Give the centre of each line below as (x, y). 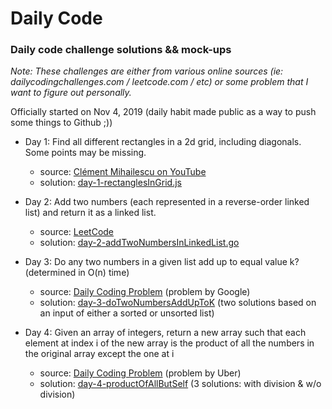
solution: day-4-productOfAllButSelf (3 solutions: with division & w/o (180, 384)
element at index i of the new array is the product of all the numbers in (169, 343)
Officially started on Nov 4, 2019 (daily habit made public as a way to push (163, 112)
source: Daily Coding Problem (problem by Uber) (140, 373)
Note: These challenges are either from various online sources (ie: (147, 71)
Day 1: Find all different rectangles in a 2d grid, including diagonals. (163, 142)
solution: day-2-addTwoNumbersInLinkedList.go (139, 243)
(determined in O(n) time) (77, 273)
